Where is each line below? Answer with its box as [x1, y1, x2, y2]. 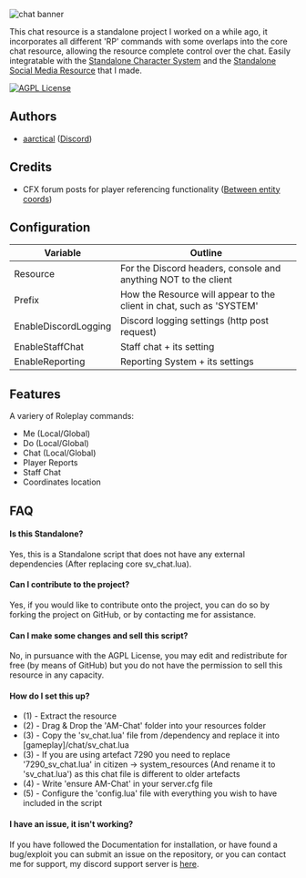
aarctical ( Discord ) [22, 133, 93, 144]
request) [119, 326, 158, 339]
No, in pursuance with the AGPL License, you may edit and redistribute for [9, 650, 288, 661]
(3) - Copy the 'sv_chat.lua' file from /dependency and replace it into [22, 730, 280, 741]
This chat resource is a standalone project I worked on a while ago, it [9, 26, 269, 36]
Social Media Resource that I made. [9, 65, 143, 76]
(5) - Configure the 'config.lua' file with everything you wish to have [22, 788, 278, 799]
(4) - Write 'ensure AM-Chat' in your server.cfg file [22, 779, 213, 790]
